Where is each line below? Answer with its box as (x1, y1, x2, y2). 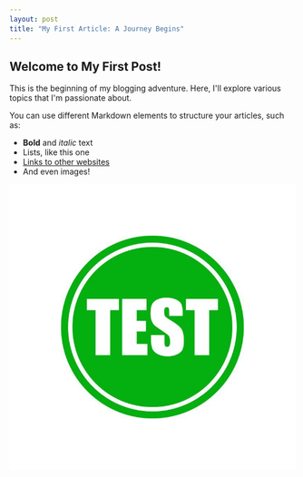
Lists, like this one (22, 147, 90, 158)
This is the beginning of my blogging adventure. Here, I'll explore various (9, 83, 281, 94)
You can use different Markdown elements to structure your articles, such (9, 110, 285, 122)
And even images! (22, 166, 91, 177)
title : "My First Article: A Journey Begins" (9, 24, 184, 34)
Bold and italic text (22, 137, 93, 149)
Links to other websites (22, 157, 111, 168)
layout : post (9, 15, 59, 24)
